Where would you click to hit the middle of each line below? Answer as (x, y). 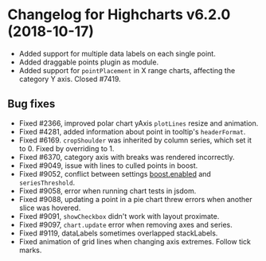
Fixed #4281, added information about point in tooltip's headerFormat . (132, 131)
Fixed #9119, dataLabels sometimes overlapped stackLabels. (118, 233)
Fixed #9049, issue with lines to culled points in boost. (108, 166)
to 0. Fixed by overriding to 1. (66, 148)
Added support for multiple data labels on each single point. (117, 53)
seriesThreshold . (47, 182)
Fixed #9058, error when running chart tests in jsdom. (108, 191)
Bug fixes (31, 104)
